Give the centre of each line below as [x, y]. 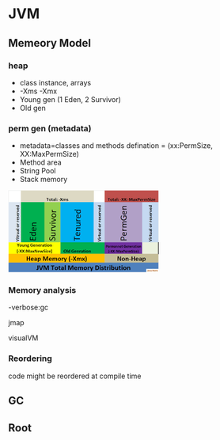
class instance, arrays [55, 82]
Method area [40, 162]
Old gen [32, 108]
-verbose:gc [28, 307]
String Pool [38, 171]
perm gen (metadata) [50, 128]
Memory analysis [42, 290]
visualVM [23, 338]
